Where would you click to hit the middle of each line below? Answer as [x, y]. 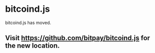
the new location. [33, 46]
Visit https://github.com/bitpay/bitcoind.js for [77, 38]
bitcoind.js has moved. [28, 23]
